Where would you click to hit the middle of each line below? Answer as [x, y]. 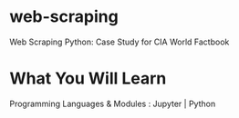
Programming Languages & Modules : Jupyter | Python [113, 103]
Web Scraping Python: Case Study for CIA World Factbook [119, 42]
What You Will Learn [88, 79]
